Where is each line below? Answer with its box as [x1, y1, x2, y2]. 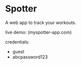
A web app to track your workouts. [5, 19, 76, 25]
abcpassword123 [12, 53, 48, 60]
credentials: [5, 38, 29, 45]
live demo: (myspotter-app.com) [5, 29, 72, 35]
